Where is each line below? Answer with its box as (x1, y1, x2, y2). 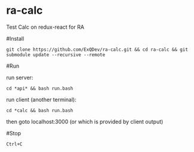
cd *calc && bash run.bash (6, 107, 73, 114)
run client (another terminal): (6, 96, 76, 103)
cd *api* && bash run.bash (6, 85, 73, 92)
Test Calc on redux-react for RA (6, 23, 85, 31)
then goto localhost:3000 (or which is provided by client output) (6, 118, 164, 125)
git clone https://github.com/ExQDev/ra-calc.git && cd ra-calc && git (6, 46, 188, 53)
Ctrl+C (6, 141, 23, 147)
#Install (6, 35, 24, 42)
